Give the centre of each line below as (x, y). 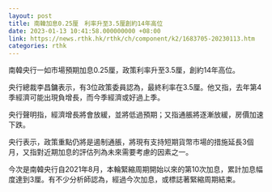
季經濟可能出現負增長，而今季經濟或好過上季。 (86, 97)
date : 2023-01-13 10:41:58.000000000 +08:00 (85, 31)
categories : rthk (38, 46)
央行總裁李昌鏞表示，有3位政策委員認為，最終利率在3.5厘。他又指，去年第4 (135, 87)
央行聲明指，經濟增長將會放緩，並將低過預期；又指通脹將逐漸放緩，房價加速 (136, 115)
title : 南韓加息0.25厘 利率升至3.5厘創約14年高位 (86, 23)
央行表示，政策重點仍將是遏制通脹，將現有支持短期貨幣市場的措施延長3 (127, 142)
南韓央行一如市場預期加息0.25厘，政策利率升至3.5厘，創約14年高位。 (124, 70)
